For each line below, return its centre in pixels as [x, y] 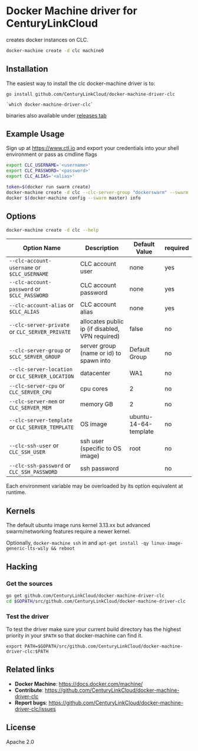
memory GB [97, 404]
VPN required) [100, 336]
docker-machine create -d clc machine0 [55, 51]
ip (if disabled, [100, 329]
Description [102, 248]
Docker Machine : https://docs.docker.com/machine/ [79, 684]
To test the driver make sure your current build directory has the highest [94, 629]
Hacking [22, 566]
